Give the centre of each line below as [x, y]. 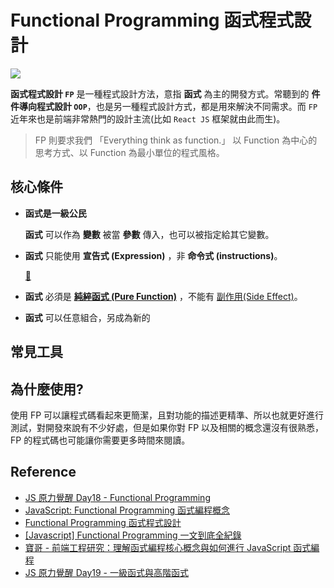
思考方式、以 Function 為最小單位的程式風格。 [129, 152]
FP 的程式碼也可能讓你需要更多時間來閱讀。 [100, 440]
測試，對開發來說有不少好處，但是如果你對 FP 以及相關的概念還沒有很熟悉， [167, 427]
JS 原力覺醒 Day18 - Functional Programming [117, 497]
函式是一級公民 [55, 213]
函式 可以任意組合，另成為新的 [87, 317]
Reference [43, 472]
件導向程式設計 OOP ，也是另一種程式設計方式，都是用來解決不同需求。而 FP [164, 106]
